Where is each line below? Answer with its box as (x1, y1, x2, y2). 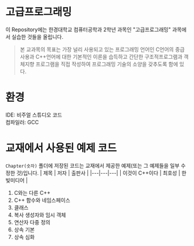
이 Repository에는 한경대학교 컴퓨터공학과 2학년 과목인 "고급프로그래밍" (5, 26, 171, 33)
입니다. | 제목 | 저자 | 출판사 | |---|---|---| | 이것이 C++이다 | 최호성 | (22, 169, 181, 177)
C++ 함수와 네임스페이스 (13, 197, 71, 204)
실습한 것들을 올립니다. (11, 33, 64, 40)
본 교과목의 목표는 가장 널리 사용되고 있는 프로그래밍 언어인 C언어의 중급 (19, 45, 185, 53)
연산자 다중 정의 (13, 218, 50, 225)
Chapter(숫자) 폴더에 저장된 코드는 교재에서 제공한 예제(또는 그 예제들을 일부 (5, 162, 180, 169)
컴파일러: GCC (5, 118, 39, 125)
